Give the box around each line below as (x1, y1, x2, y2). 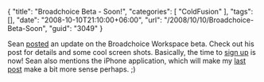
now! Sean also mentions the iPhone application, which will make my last (7, 56, 247, 65)
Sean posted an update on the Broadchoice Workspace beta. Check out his (7, 39, 255, 49)
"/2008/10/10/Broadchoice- (163, 15, 254, 25)
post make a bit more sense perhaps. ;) (7, 64, 136, 74)
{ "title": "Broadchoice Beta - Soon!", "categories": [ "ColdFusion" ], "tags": (7, 7, 254, 16)
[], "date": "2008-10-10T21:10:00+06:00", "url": (7, 15, 162, 25)
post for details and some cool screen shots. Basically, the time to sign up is (7, 48, 256, 57)
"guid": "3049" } (49, 24, 103, 33)
